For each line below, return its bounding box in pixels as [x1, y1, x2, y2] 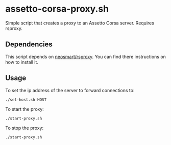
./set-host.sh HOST [5, 97, 47, 102]
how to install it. [5, 59, 38, 65]
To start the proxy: [5, 106, 44, 112]
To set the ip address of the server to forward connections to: [5, 87, 135, 93]
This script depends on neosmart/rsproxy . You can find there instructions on [5, 53, 166, 60]
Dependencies [5, 40, 53, 49]
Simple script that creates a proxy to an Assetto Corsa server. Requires [5, 20, 155, 26]
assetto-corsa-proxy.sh [5, 3, 109, 15]
